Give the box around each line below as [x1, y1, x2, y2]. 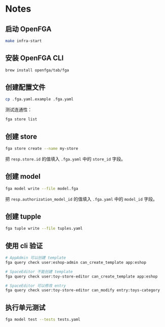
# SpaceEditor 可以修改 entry [5, 283, 66, 288]
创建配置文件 [5, 83, 46, 92]
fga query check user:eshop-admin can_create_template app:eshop [5, 260, 146, 265]
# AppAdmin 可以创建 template [5, 255, 66, 260]
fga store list [5, 117, 38, 122]
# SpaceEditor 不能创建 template [5, 269, 73, 274]
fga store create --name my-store [5, 146, 79, 151]
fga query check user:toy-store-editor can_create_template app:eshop [5, 274, 158, 279]
